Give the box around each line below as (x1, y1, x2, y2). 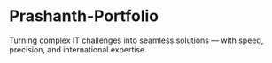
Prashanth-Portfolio (9, 6, 159, 26)
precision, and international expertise (9, 44, 145, 54)
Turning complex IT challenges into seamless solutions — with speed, (9, 35, 264, 45)
